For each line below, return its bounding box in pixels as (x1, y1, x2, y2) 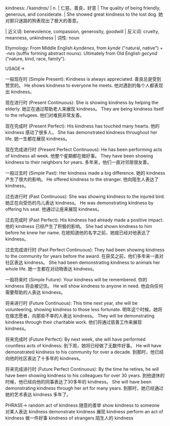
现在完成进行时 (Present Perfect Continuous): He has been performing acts (5, 147, 162, 152)
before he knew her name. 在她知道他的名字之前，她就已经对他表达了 (5, 230, 151, 236)
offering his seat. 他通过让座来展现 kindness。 (5, 206, 102, 212)
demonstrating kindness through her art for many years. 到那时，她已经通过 (5, 385, 164, 391)
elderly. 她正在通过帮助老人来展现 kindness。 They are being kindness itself (5, 106, 164, 112)
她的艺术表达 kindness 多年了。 (5, 391, 72, 398)
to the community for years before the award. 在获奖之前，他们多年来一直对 (5, 253, 164, 259)
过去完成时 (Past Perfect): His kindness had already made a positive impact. (5, 217, 164, 223)
